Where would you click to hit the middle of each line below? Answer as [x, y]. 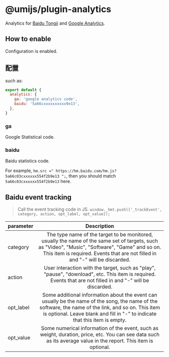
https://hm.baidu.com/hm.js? [86, 171]
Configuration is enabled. [31, 51]
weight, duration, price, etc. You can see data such [100, 334]
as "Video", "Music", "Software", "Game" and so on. [100, 247]
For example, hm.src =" [29, 171]
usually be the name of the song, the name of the [100, 301]
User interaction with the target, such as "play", [100, 268]
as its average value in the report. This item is [100, 341]
